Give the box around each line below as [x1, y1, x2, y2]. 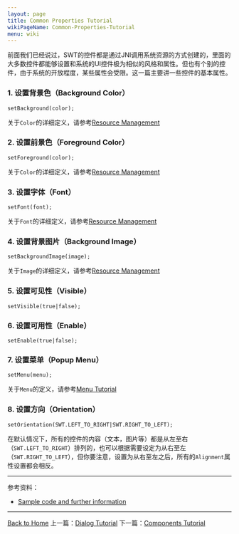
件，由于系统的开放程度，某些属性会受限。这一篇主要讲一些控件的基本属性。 [7, 68, 232, 77]
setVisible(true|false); [7, 303, 81, 310]
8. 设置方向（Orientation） [7, 404, 100, 414]
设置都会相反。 [13, 461, 58, 470]
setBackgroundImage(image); [7, 253, 91, 261]
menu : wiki [7, 30, 40, 38]
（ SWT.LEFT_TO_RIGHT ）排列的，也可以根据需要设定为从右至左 [7, 443, 186, 452]
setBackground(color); [7, 105, 75, 112]
